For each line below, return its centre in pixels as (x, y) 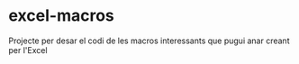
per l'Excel (28, 50)
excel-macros (61, 16)
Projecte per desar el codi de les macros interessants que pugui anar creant (149, 41)
